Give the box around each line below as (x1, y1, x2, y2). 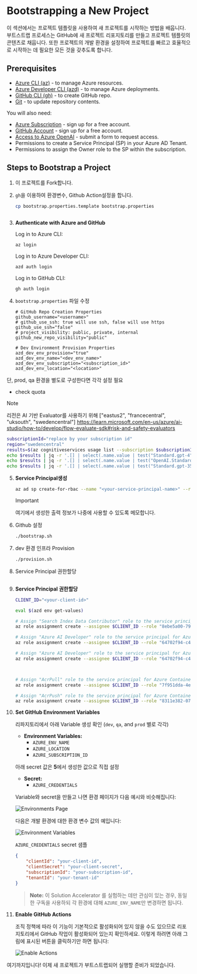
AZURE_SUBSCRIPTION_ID (32, 753, 88, 759)
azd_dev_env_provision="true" (15, 350, 89, 356)
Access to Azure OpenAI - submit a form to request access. (15, 133, 160, 140)
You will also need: (6, 109, 52, 116)
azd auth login (15, 264, 53, 270)
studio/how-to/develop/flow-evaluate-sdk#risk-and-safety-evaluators (6, 424, 175, 432)
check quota (15, 388, 46, 395)
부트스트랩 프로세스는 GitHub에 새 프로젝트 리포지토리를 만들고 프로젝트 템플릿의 (6, 31, 191, 39)
